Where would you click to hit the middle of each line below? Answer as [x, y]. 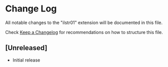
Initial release [26, 60]
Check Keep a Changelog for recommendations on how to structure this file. [84, 32]
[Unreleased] [26, 48]
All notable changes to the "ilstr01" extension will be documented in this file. [84, 22]
